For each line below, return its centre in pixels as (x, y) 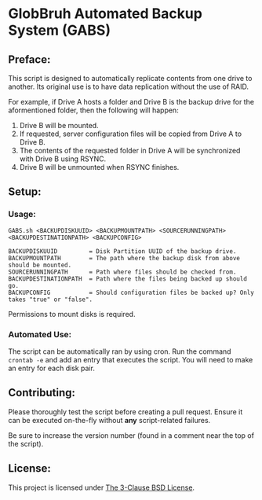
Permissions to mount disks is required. (72, 314)
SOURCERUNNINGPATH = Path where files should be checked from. (122, 272)
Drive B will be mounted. (59, 125)
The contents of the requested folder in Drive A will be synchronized (130, 151)
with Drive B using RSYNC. (63, 159)
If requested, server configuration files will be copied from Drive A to (130, 134)
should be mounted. (40, 265)
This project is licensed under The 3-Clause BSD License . (101, 487)
